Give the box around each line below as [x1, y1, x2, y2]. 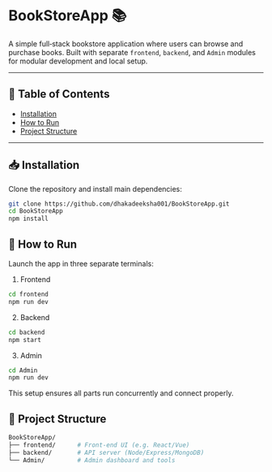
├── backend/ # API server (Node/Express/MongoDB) [8, 448, 205, 457]
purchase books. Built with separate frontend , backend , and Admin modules [8, 47, 257, 57]
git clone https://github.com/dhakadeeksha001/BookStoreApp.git [8, 200, 230, 208]
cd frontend [8, 290, 49, 298]
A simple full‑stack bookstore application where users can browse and [8, 38, 244, 49]
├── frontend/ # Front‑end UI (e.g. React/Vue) [8, 440, 190, 449]
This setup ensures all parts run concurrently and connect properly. [8, 388, 234, 398]
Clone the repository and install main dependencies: [8, 184, 182, 193]
